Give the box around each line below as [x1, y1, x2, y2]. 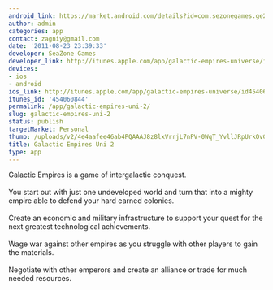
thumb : [8, 132, 31, 141]
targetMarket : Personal [8, 125, 89, 133]
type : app [8, 148, 42, 156]
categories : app [8, 27, 63, 35]
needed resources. [8, 274, 71, 284]
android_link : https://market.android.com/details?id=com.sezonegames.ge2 [8, 11, 267, 20]
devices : [8, 65, 38, 73]
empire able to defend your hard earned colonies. [8, 196, 175, 206]
